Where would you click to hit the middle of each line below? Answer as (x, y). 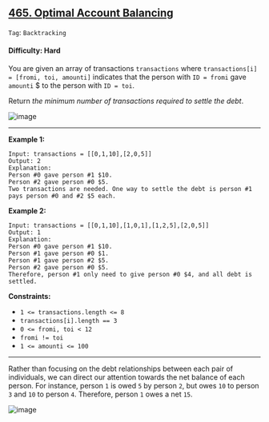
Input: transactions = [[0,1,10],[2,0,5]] (80, 154)
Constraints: (30, 297)
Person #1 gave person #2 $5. (59, 261)
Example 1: (27, 140)
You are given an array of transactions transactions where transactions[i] (133, 69)
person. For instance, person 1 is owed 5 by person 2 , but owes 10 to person (134, 386)
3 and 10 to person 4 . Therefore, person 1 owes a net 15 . (101, 394)
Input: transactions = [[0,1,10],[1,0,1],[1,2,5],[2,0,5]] (109, 226)
